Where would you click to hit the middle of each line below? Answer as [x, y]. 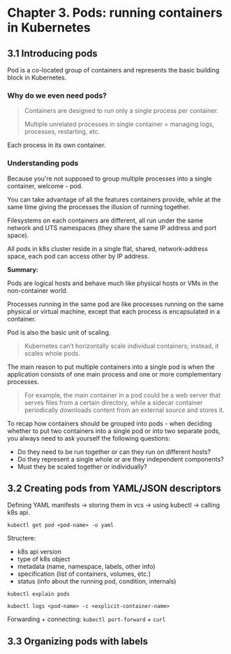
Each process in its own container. [57, 145]
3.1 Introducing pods [52, 53]
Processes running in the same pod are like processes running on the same [115, 304]
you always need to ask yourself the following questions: [89, 438]
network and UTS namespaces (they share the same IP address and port [112, 227]
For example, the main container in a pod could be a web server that [122, 395]
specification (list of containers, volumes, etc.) [84, 574]
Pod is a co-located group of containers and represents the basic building [113, 70]
